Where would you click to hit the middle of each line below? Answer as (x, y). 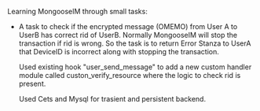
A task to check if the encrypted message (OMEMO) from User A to (128, 26)
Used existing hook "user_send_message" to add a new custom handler (135, 67)
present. (32, 83)
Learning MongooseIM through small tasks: (78, 11)
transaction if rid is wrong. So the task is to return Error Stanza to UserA (135, 43)
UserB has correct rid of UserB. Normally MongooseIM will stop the (128, 35)
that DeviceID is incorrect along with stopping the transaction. (119, 52)
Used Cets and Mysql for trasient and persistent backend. (112, 99)
